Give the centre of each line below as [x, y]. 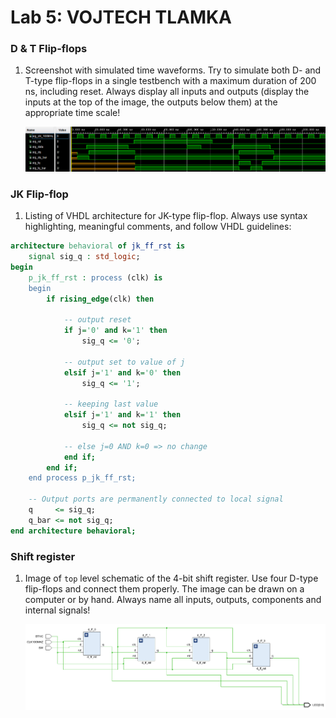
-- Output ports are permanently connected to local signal [156, 499]
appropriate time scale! [72, 113]
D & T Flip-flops [49, 49]
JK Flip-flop [39, 194]
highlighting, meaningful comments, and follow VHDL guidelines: [158, 227]
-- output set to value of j [124, 362]
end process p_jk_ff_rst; [82, 478]
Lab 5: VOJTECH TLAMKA [121, 17]
